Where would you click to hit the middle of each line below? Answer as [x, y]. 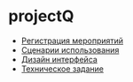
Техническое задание [62, 69]
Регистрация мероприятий [72, 41]
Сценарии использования [70, 49]
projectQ [41, 16]
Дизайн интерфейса [59, 59]
